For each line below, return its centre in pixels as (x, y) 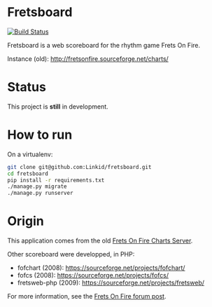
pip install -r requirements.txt (56, 180)
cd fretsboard (28, 173)
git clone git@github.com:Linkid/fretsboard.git (79, 167)
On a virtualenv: (30, 154)
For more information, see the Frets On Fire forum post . (87, 296)
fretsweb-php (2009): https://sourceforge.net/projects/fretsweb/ (111, 283)
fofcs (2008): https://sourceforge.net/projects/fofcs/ (93, 275)
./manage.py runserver (40, 193)
